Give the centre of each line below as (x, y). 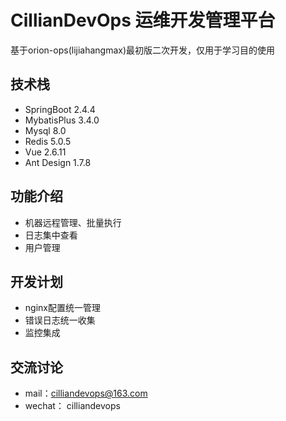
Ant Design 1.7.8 (58, 162)
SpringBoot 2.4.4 (60, 109)
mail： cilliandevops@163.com (86, 393)
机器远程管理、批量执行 (73, 222)
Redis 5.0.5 (48, 141)
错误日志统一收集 (60, 320)
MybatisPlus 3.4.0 (62, 120)
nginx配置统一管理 (62, 308)
